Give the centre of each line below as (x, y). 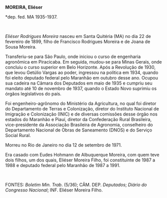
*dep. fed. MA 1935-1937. (31, 17)
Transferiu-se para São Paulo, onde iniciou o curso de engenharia (73, 56)
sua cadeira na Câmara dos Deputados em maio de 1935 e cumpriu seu (79, 83)
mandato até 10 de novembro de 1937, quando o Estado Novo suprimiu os (81, 88)
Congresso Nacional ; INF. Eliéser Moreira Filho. (54, 190)
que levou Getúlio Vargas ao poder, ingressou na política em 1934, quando (82, 72)
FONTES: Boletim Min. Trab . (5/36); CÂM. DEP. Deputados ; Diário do (76, 185)
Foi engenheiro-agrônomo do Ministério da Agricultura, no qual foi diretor (81, 103)
